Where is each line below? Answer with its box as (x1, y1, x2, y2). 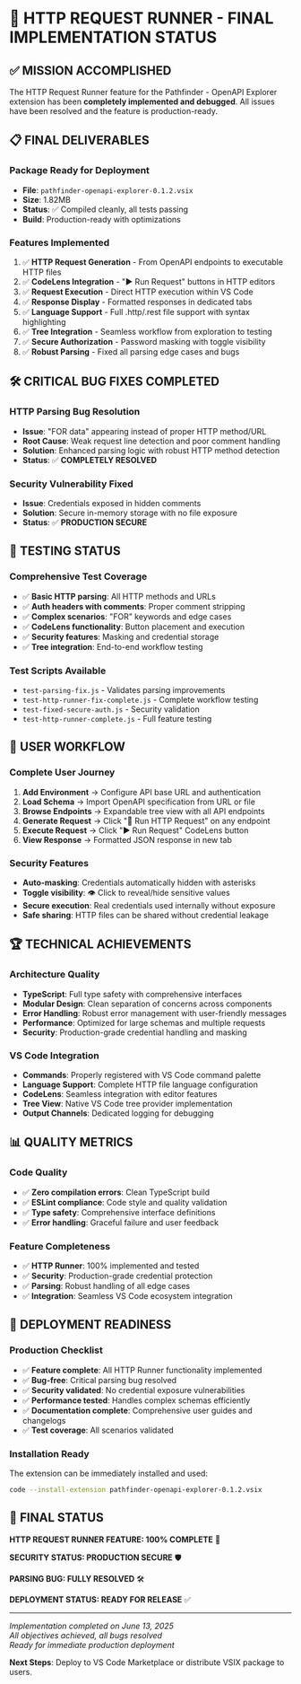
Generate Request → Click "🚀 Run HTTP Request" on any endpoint (21, 815, 271, 826)
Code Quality (9, 1166, 68, 1179)
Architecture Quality (9, 969, 100, 981)
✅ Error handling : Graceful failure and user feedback (21, 1216, 219, 1228)
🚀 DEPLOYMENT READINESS (9, 1317, 172, 1332)
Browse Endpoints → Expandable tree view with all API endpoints (21, 805, 266, 816)
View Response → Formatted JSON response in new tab (21, 834, 233, 845)
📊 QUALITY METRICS (9, 1135, 133, 1150)
